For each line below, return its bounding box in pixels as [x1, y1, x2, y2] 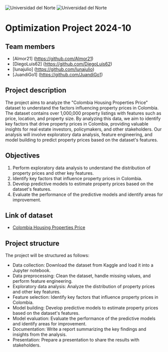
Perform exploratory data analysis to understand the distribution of [12, 165, 151, 171]
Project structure [5, 239, 60, 248]
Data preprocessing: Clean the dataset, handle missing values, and [12, 273, 151, 279]
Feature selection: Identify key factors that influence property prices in [12, 294, 159, 300]
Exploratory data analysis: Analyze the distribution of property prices [12, 284, 155, 290]
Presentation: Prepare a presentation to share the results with [12, 337, 139, 343]
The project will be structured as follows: [5, 253, 89, 259]
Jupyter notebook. [12, 268, 51, 274]
